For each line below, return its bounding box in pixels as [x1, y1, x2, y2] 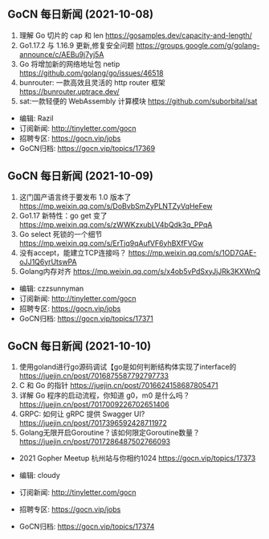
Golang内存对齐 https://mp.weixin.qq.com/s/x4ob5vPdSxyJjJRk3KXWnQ [18, 266, 261, 276]
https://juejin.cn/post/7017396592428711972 [18, 419, 168, 428]
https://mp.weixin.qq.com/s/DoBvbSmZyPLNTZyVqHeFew [18, 201, 214, 210]
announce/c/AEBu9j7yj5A [18, 49, 104, 59]
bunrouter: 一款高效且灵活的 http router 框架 [18, 77, 165, 87]
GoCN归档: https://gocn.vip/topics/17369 [18, 143, 156, 153]
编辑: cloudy [18, 471, 61, 480]
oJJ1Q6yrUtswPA [18, 256, 77, 267]
